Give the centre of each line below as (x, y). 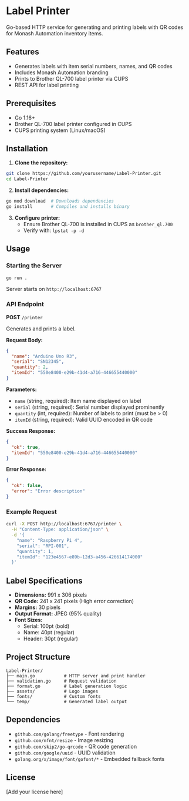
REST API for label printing (47, 85)
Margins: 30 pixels (37, 607)
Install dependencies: (42, 190)
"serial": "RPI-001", (43, 546)
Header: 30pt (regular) (50, 639)
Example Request (31, 512)
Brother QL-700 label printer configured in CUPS (73, 124)
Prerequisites (31, 103)
